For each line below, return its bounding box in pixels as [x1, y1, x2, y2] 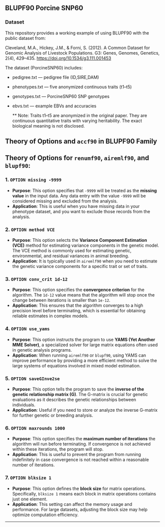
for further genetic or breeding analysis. [12, 412, 93, 418]
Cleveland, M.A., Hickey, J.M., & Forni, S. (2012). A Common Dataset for [5, 44, 150, 51]
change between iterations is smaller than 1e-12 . [12, 297, 110, 303]
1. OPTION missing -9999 [5, 176, 62, 183]
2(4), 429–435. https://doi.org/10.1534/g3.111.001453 [5, 55, 111, 61]
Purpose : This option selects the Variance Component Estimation [12, 237, 147, 243]
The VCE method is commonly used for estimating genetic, [12, 248, 132, 254]
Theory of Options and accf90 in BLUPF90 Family [5, 137, 157, 146]
